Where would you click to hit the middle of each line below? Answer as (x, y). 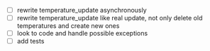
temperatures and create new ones (68, 26)
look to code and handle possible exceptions (82, 34)
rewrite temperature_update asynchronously (82, 10)
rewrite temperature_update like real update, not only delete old (110, 18)
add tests (31, 41)
